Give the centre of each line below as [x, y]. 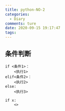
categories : [17, 14]
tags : [11, 33]
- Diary [17, 19]
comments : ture [21, 23]
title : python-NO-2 [25, 10]
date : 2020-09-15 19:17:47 [33, 28]
